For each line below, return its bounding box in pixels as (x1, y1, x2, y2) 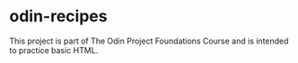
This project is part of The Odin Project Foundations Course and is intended (9, 35, 289, 46)
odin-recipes (9, 6, 108, 27)
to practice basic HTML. (9, 44, 99, 55)
